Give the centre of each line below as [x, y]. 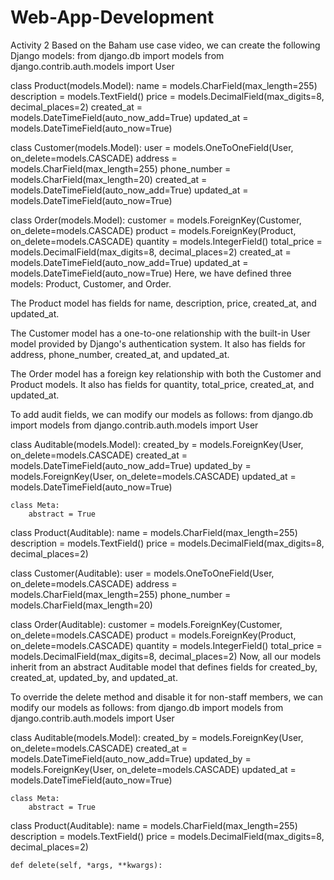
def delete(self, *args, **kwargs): [86, 865]
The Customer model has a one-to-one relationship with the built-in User [160, 333]
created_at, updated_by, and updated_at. [94, 677]
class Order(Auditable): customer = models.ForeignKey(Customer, [146, 624]
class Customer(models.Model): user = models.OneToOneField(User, [152, 147]
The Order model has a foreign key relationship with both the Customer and [166, 373]
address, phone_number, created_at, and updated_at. [120, 354]
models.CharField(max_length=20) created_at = [109, 179]
